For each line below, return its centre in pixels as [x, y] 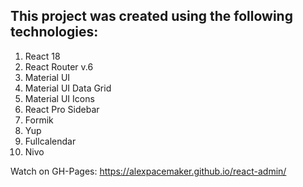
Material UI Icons [59, 98]
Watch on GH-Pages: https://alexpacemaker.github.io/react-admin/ [148, 171]
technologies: [54, 32]
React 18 [42, 56]
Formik [39, 120]
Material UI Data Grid [68, 88]
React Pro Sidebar [62, 109]
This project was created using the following [151, 16]
